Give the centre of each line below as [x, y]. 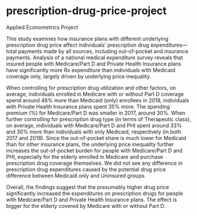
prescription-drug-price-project [86, 11]
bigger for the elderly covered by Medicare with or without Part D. [86, 206]
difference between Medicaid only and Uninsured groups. [76, 175]
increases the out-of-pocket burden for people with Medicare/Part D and [94, 150]
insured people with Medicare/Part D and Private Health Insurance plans [94, 64]
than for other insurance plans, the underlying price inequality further [90, 144]
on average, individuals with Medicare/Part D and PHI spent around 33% [94, 125]
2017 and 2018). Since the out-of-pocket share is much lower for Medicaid [96, 138]
